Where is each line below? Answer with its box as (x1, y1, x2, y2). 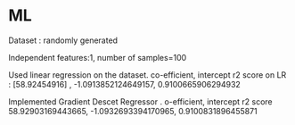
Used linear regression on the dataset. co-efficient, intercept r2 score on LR (8, 69, 287, 80)
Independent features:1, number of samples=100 (8, 52, 187, 62)
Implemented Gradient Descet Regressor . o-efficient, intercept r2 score (8, 96, 273, 107)
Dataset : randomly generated (8, 35, 118, 46)
